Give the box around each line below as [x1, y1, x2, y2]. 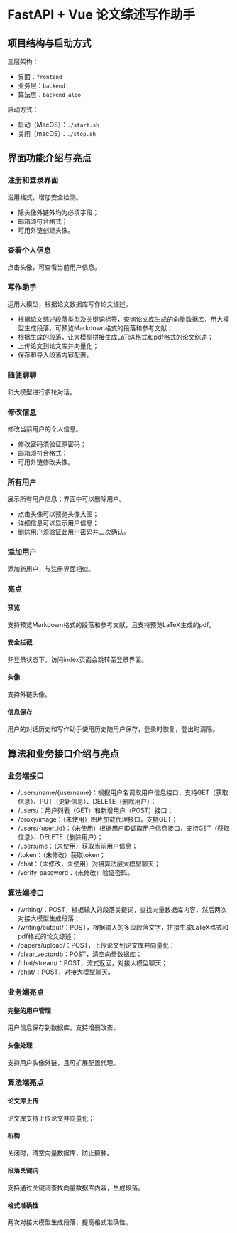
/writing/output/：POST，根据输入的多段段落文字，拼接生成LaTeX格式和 [17, 923, 229, 932]
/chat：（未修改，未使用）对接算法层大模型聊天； [17, 859, 161, 868]
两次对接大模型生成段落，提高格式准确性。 [7, 1218, 132, 1227]
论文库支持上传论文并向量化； [7, 1113, 94, 1122]
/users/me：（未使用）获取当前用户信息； [17, 841, 138, 850]
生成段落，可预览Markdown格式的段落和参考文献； [23, 324, 174, 332]
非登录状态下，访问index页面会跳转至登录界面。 [7, 655, 148, 663]
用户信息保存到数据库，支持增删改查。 [7, 1023, 119, 1032]
